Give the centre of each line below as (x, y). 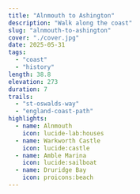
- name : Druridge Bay (51, 170)
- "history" (35, 67)
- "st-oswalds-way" (47, 104)
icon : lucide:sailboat (60, 163)
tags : (17, 52)
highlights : (28, 119)
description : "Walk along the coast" (70, 23)
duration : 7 (28, 89)
